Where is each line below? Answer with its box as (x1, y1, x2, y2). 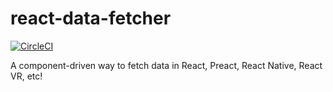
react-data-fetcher (10, 7, 172, 30)
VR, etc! (10, 70, 43, 82)
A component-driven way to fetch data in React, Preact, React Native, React (10, 59, 323, 71)
